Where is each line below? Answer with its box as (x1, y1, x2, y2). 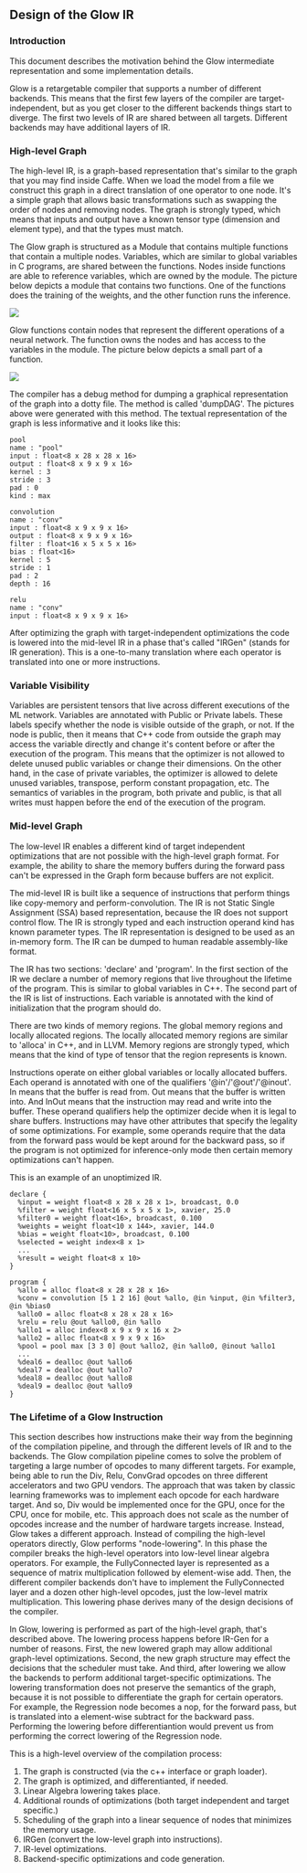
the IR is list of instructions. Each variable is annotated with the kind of (9, 992, 274, 1003)
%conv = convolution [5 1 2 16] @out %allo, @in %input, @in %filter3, (17, 1293, 297, 1303)
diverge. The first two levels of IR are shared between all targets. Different (9, 111, 288, 122)
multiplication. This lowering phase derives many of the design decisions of (9, 1596, 294, 1607)
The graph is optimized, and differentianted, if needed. (22, 1775, 228, 1786)
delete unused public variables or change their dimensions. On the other (9, 758, 281, 769)
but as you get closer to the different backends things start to (60, 102, 292, 113)
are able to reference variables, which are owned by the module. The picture (9, 270, 298, 281)
